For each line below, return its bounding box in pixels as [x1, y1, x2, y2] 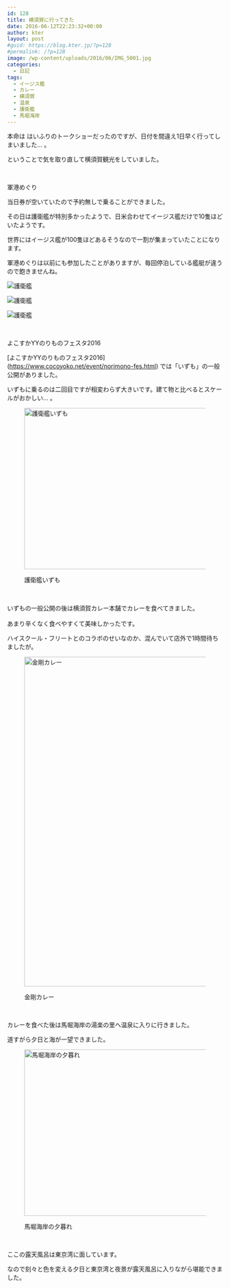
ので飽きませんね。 [7, 267, 62, 275]
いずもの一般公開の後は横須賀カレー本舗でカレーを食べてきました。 [7, 603, 199, 612]
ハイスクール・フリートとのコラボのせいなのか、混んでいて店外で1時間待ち [7, 634, 219, 643]
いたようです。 [7, 220, 49, 229]
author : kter [7, 29, 44, 36]
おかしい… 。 [18, 393, 57, 402]
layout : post [7, 36, 44, 43]
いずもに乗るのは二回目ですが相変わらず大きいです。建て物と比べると [7, 385, 204, 393]
